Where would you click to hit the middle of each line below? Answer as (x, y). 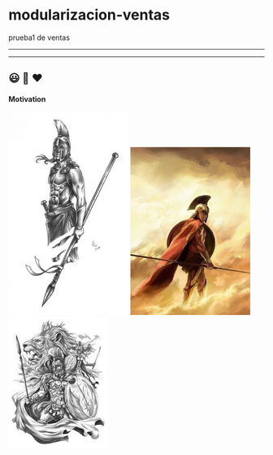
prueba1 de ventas (39, 37)
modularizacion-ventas (89, 15)
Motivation (27, 98)
